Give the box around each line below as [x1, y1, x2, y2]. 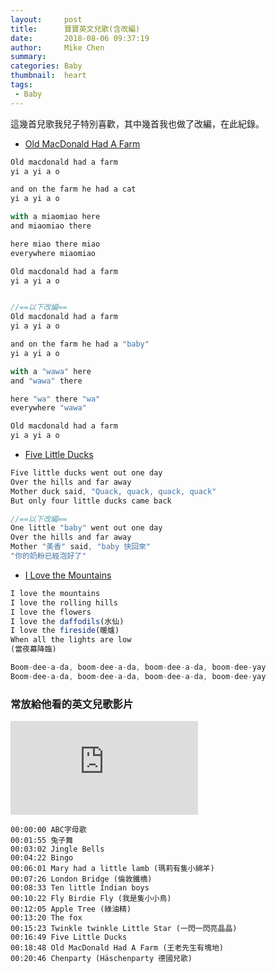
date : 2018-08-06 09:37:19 [10, 33, 150, 43]
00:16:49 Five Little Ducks [10, 932, 128, 943]
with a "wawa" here [10, 366, 92, 376]
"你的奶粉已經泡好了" [10, 551, 87, 561]
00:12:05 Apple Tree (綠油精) [10, 904, 132, 915]
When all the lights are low [10, 635, 132, 645]
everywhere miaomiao [10, 248, 97, 258]
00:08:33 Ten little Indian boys [10, 883, 150, 893]
